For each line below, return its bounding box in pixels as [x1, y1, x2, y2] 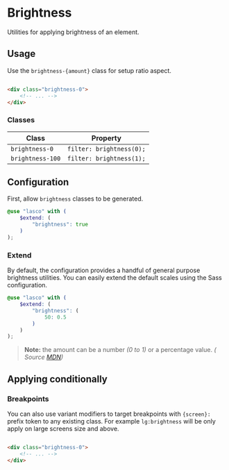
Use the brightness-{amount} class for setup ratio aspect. [7, 66, 172, 74]
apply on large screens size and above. [7, 424, 119, 433]
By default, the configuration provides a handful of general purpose [7, 266, 201, 275]
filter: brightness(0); [67, 144, 146, 153]
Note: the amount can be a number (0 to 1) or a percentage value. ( [24, 346, 217, 354]
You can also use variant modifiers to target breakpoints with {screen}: [7, 410, 211, 418]
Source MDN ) [24, 353, 64, 362]
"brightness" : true [32, 221, 89, 228]
